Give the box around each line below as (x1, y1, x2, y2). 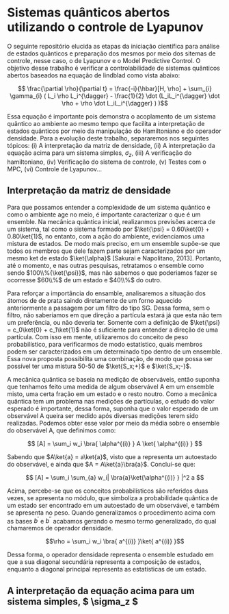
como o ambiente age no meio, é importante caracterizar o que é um (7, 210, 201, 219)
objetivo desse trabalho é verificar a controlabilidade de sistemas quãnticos (7, 64, 220, 72)
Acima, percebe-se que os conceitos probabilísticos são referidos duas (7, 487, 208, 495)
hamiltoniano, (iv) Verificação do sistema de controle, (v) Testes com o (7, 158, 206, 166)
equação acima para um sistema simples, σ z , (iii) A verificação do (7, 149, 192, 158)
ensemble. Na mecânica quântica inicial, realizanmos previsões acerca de (7, 217, 215, 225)
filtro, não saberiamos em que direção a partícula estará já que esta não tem (7, 310, 222, 319)
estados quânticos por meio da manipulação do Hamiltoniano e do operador (7, 127, 221, 135)
